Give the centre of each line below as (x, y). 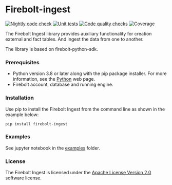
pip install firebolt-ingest (36, 124)
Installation (20, 98)
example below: (22, 115)
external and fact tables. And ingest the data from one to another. (74, 39)
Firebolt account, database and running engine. (63, 85)
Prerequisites (22, 62)
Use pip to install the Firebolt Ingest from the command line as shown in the (85, 109)
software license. (24, 178)
